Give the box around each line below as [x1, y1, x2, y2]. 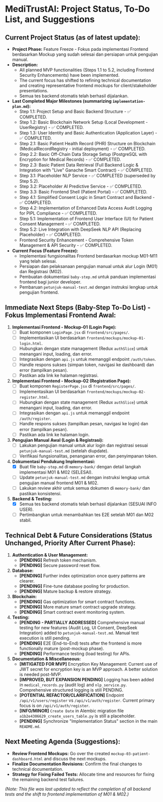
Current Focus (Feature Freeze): [12, 248, 79, 254]
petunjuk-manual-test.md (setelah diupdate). [19, 448, 109, 454]
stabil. [19, 517, 32, 523]
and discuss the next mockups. [43, 756, 107, 761]
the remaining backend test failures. [12, 776, 84, 782]
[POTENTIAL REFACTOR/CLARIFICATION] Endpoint [19, 692, 124, 698]
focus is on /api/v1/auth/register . [19, 702, 90, 708]
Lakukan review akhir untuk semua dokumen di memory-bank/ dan [19, 485, 150, 491]
